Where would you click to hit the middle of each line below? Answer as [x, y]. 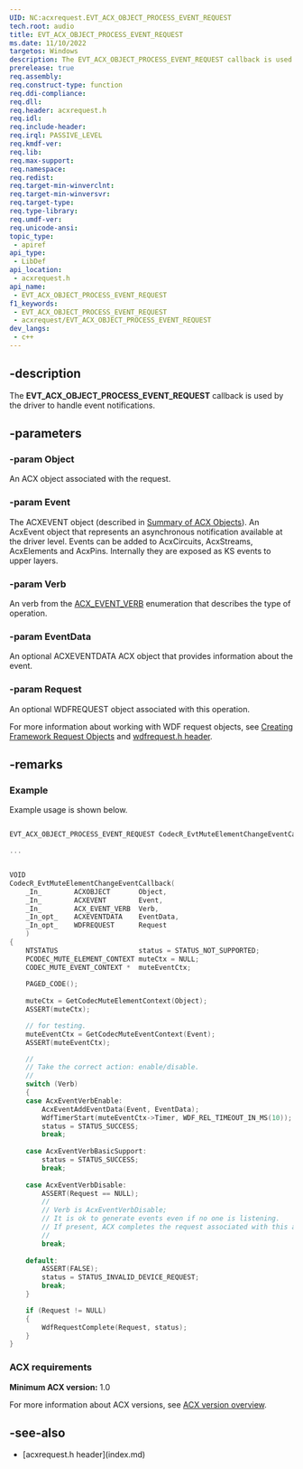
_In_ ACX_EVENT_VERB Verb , [92, 909]
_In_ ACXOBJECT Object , [96, 891]
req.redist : [32, 177]
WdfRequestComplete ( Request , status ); [115, 1327]
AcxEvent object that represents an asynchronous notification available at [146, 532]
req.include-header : [48, 127]
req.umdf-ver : [36, 219]
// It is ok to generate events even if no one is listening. [161, 1219]
